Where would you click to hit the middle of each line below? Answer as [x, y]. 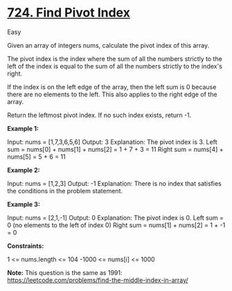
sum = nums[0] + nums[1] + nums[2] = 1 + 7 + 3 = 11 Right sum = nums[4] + [115, 149]
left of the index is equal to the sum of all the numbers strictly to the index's [115, 66]
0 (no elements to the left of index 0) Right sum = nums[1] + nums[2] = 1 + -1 [116, 225]
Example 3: [24, 204]
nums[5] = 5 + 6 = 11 [36, 157]
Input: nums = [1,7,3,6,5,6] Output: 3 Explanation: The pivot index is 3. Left [112, 142]
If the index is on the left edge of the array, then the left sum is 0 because [112, 87]
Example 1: [23, 128]
